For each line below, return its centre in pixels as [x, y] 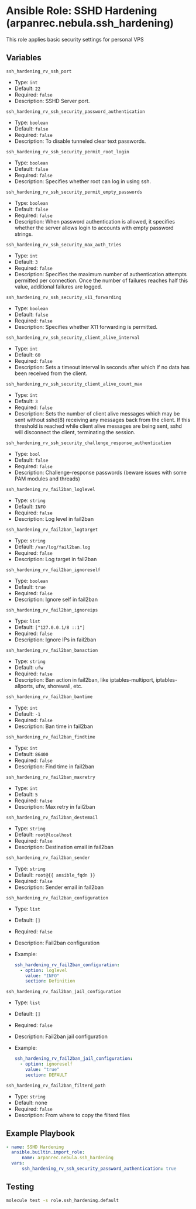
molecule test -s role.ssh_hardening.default [62, 1200]
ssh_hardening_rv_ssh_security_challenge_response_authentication [89, 443]
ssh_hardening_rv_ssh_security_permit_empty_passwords [74, 192]
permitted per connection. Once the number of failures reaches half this [101, 280]
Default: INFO [30, 506]
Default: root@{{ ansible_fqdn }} [55, 875]
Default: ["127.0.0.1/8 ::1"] [50, 627]
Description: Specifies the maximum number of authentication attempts [101, 274]
